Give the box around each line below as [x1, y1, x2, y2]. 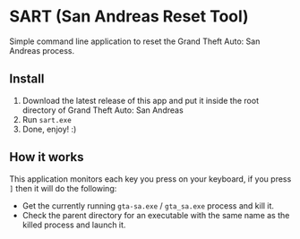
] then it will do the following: [9, 183, 117, 193]
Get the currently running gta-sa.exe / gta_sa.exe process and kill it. [21, 200, 275, 211]
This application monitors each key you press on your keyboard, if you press [9, 173, 292, 184]
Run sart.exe [21, 114, 72, 124]
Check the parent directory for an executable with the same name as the [21, 209, 290, 220]
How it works [9, 149, 84, 165]
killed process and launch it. [21, 219, 126, 230]
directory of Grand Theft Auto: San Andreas [21, 105, 184, 115]
